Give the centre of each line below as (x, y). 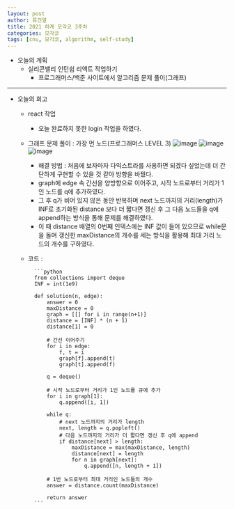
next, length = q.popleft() (100, 428)
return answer (67, 498)
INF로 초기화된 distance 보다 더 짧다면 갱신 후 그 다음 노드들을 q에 (128, 209)
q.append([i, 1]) (84, 402)
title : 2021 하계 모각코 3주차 (47, 26)
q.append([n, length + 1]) (123, 466)
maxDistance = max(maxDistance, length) (131, 448)
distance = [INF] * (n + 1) (87, 321)
